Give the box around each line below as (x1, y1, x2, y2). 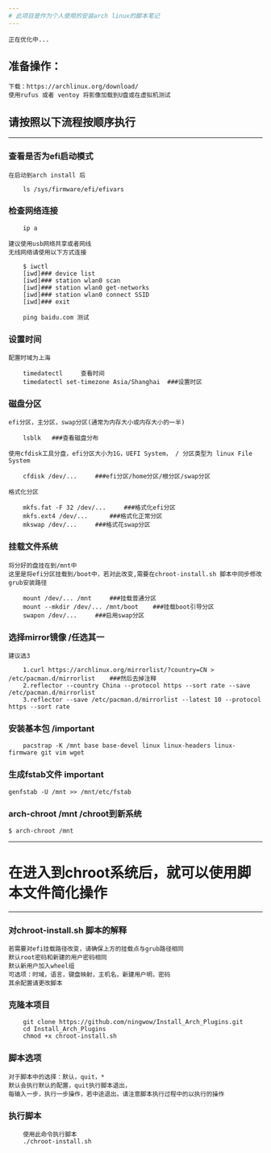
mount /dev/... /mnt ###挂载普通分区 (23, 594, 157, 602)
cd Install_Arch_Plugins (23, 1026, 106, 1034)
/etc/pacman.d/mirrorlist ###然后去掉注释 (8, 675, 157, 683)
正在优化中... (8, 36, 50, 44)
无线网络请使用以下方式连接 (8, 248, 87, 257)
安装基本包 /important (8, 723, 95, 734)
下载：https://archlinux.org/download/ (8, 82, 139, 91)
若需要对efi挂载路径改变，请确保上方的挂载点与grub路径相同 (8, 945, 184, 953)
